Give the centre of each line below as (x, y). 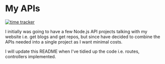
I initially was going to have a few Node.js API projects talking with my (76, 31)
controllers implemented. (30, 56)
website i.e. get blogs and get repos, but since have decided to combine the (83, 37)
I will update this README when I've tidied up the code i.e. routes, (72, 51)
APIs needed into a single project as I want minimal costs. (64, 42)
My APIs (23, 9)
